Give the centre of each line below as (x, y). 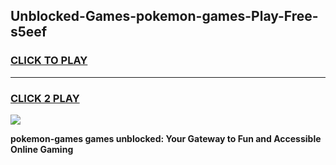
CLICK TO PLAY (49, 61)
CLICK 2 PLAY (45, 98)
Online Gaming (42, 149)
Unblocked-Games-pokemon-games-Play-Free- (164, 16)
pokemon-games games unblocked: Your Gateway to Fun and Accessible (166, 138)
